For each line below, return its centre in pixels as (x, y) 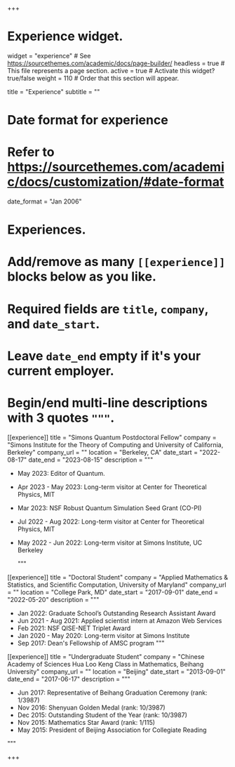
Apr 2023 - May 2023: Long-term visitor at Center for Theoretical (112, 487)
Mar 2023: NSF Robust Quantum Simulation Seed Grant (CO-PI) (109, 508)
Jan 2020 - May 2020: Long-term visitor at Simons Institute (103, 635)
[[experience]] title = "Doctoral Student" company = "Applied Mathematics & (118, 577)
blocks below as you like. (82, 277)
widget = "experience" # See (49, 55)
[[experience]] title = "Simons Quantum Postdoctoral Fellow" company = (112, 437)
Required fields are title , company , (108, 309)
